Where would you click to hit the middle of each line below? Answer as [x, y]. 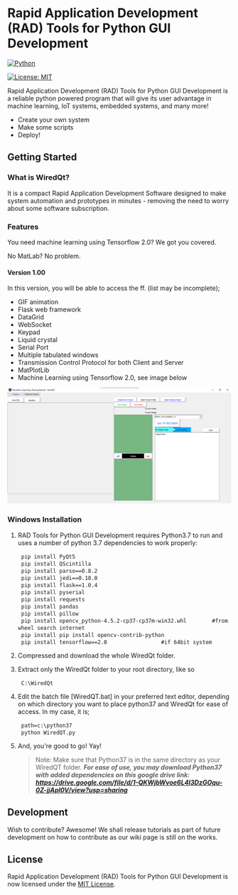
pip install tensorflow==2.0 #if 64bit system [117, 642]
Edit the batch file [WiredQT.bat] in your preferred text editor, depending [123, 696]
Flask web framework [49, 310]
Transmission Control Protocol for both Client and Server [101, 363]
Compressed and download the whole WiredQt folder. [96, 655]
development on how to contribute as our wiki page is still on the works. [113, 837]
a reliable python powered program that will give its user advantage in [109, 98]
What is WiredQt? [38, 177]
